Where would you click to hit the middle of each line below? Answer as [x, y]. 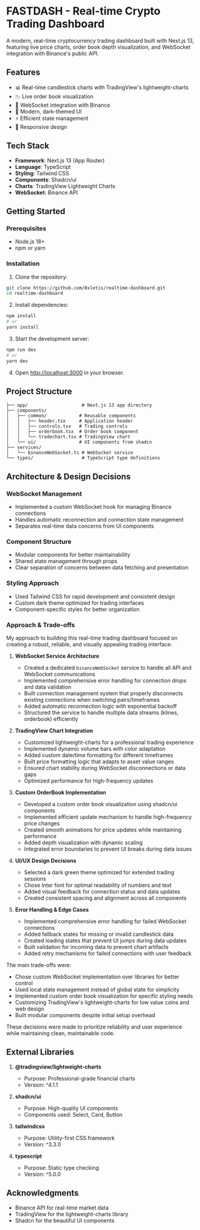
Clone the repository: [41, 277]
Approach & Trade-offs [41, 625]
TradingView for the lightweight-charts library [71, 1214]
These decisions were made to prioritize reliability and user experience [94, 1027]
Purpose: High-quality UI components [71, 1108]
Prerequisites [26, 229]
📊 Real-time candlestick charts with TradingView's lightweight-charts [102, 87]
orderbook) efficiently [51, 719]
